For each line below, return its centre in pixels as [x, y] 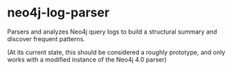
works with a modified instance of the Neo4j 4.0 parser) [87, 59]
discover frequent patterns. [46, 38]
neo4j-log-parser [58, 13]
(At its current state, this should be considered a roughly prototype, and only [116, 52]
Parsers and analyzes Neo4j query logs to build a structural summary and [112, 32]
